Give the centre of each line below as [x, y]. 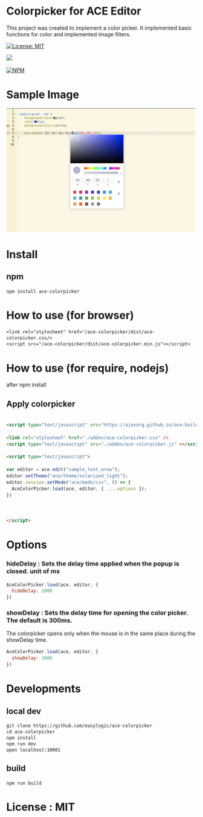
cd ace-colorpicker [31, 732]
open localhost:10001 [34, 750]
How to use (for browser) [70, 315]
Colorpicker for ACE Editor [74, 11]
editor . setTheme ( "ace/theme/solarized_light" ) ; [67, 476]
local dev [24, 711]
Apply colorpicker [41, 404]
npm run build [24, 783]
